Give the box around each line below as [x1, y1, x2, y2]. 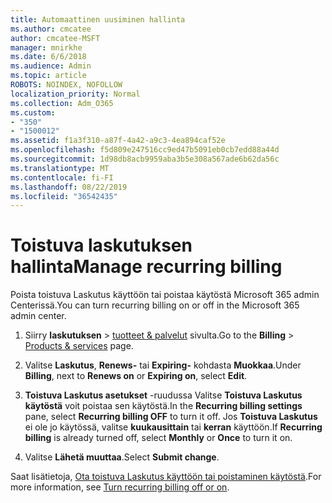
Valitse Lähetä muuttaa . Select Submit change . [24, 451, 220, 463]
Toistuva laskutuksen [10, 234, 193, 257]
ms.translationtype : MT [10, 163, 110, 173]
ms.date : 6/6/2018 [10, 52, 87, 62]
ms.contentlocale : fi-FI [10, 172, 114, 183]
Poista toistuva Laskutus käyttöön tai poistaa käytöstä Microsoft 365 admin [10, 289, 320, 301]
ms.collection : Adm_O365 [10, 98, 114, 108]
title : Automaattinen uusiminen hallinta [10, 14, 186, 25]
